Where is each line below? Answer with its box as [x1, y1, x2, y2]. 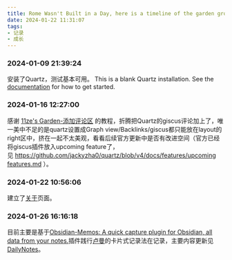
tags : [7, 23, 23, 30]
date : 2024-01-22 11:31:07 [7, 17, 85, 23]
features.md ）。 [7, 159, 53, 168]
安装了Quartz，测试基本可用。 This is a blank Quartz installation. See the [7, 75, 214, 83]
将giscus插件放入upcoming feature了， [7, 142, 119, 150]
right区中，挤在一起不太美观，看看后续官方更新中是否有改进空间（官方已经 [7, 134, 220, 142]
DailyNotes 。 [7, 246, 45, 254]
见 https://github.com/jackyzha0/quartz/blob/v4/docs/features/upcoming [7, 151, 216, 159]
